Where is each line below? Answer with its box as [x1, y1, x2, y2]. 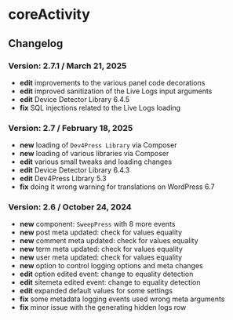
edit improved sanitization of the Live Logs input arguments [19, 86, 213, 96]
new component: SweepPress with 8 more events [19, 220, 176, 229]
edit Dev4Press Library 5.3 [19, 174, 107, 184]
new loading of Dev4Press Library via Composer [19, 140, 177, 150]
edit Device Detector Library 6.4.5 [19, 94, 130, 104]
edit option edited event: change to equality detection [19, 269, 194, 279]
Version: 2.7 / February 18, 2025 [8, 122, 133, 133]
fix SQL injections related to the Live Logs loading [19, 103, 181, 112]
